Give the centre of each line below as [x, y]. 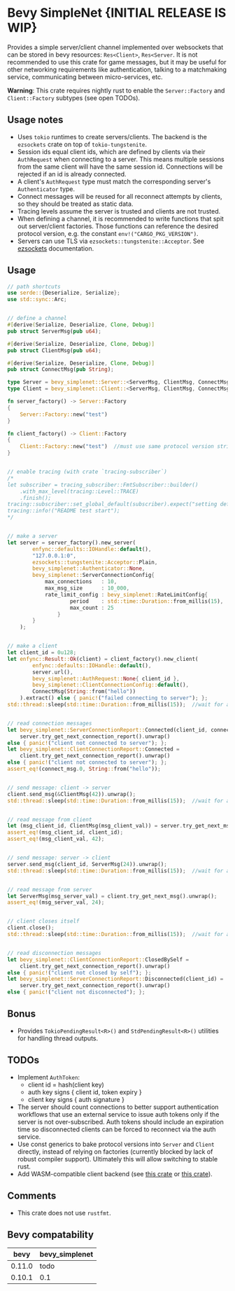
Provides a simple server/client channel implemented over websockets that [115, 47]
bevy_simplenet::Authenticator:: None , [89, 568]
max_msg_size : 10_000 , [87, 588]
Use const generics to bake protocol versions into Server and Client [116, 1144]
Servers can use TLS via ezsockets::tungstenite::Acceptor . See [111, 241]
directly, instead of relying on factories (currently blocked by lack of [115, 1151]
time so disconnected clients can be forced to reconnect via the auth [116, 1129]
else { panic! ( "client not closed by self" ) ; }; [79, 972]
